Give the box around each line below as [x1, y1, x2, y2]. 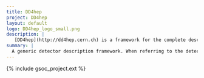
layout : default [6, 20, 47, 26]
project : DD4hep [6, 15, 47, 21]
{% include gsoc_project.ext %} [6, 65, 86, 72]
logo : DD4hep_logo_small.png [6, 25, 80, 32]
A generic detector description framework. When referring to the [12, 48, 183, 54]
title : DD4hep [6, 8, 42, 15]
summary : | [6, 43, 34, 49]
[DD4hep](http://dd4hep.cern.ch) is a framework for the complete [14, 37, 186, 43]
